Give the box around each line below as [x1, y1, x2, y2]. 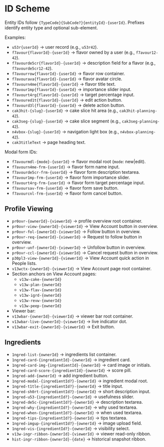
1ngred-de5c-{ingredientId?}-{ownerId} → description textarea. [11, 399, 143, 405]
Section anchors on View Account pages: [11, 271, 97, 277]
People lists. [11, 260, 37, 266]
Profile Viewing [4, 205, 53, 213]
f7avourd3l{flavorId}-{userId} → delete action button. [11, 102, 125, 108]
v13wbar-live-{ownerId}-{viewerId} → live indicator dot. [11, 318, 127, 324]
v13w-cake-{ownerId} [19, 277, 62, 282]
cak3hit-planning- [119, 108, 158, 113]
